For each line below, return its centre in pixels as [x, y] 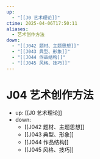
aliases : [17, 29]
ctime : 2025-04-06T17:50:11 [42, 23]
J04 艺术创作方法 [50, 95]
